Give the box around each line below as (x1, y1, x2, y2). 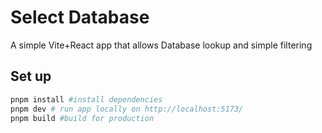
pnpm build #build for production (10, 113, 155, 123)
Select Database (10, 6, 150, 29)
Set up (10, 68, 52, 85)
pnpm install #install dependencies (10, 94, 163, 105)
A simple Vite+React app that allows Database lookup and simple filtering (10, 39, 313, 51)
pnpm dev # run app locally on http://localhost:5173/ (10, 104, 244, 114)
